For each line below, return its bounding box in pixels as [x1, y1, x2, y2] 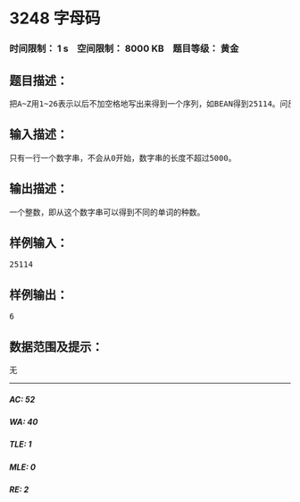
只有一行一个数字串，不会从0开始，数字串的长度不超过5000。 [9, 153, 237, 163]
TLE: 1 [9, 439, 32, 450]
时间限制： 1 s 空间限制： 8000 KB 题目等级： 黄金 [9, 42, 239, 55]
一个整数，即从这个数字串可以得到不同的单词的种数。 [9, 207, 205, 217]
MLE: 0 [9, 462, 36, 472]
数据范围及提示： [9, 339, 104, 354]
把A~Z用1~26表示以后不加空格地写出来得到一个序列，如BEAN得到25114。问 [9, 98, 288, 108]
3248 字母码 [9, 8, 101, 29]
